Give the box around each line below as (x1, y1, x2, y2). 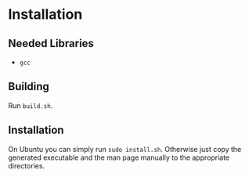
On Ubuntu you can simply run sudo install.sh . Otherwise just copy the (8, 144, 242, 154)
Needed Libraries (8, 37, 94, 50)
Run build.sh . (8, 100, 53, 110)
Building (8, 80, 49, 93)
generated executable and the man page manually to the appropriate (8, 153, 230, 162)
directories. (8, 161, 45, 170)
